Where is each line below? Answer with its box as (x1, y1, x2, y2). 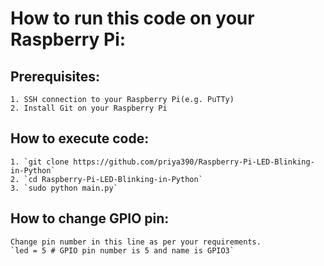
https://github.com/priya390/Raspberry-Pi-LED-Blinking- (73, 157, 315, 167)
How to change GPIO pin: (10, 210, 170, 227)
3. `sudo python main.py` (10, 183, 118, 193)
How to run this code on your (10, 7, 255, 30)
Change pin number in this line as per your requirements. (10, 237, 262, 247)
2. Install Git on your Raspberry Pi (10, 103, 168, 113)
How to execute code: (10, 130, 150, 147)
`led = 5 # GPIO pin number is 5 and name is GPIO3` (10, 245, 235, 256)
